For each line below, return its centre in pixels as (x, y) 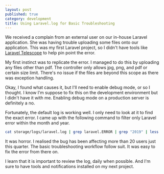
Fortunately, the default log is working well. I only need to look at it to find (79, 113)
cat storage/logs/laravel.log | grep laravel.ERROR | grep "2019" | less (82, 132)
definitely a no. (20, 103)
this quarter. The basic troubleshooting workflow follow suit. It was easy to (80, 147)
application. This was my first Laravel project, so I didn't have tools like (76, 48)
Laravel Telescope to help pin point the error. (50, 53)
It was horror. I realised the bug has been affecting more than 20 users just (81, 141)
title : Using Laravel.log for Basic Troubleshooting (60, 23)
